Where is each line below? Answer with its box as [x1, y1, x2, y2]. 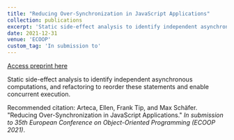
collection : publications [7, 17, 82, 24]
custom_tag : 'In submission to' [7, 42, 101, 49]
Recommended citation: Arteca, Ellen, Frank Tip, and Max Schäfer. [7, 104, 198, 111]
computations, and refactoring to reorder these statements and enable [7, 83, 210, 91]
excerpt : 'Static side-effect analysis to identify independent [7, 23, 198, 30]
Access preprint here [7, 62, 68, 70]
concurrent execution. [7, 90, 71, 98]
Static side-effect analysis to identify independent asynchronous [7, 75, 193, 84]
